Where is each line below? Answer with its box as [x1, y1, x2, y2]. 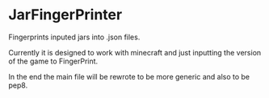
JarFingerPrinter [8, 6, 123, 24]
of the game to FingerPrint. [8, 56, 99, 66]
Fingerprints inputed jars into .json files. [8, 32, 141, 42]
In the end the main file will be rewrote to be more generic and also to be [8, 71, 250, 81]
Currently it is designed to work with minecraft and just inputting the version [8, 47, 262, 57]
